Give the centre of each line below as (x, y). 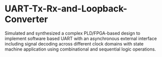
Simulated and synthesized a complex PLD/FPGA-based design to (72, 33)
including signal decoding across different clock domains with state (74, 43)
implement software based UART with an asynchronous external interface (81, 38)
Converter (26, 19)
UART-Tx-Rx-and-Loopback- (66, 9)
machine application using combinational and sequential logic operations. (80, 49)
